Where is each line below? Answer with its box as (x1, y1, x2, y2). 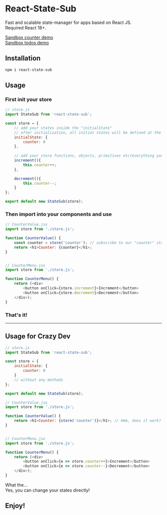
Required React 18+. (5, 24, 47, 30)
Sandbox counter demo (5, 34, 54, 40)
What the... (5, 482, 28, 488)
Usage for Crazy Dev (5, 332, 71, 341)
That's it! (5, 311, 27, 318)
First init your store (5, 96, 52, 103)
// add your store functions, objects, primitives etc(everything (14, 153, 155, 158)
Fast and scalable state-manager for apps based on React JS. (5, 19, 132, 25)
